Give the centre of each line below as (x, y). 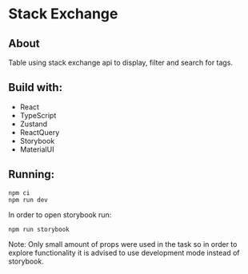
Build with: (35, 87)
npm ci (19, 193)
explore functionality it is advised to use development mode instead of (124, 252)
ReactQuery (40, 132)
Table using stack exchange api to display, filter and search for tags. (121, 62)
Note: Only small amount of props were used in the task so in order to (123, 244)
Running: (32, 175)
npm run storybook (39, 229)
